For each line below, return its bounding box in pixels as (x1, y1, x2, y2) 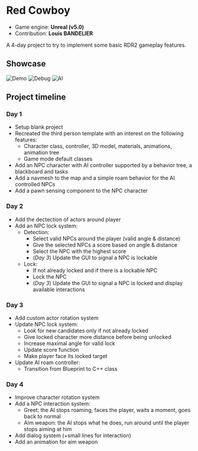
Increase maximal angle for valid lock (23, 340, 115, 347)
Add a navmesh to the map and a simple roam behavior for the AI (14, 174, 175, 181)
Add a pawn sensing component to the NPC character (14, 187, 148, 195)
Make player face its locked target (23, 353, 107, 360)
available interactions (32, 286, 85, 293)
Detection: (23, 228, 49, 235)
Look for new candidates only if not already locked (23, 327, 148, 334)
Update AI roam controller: (14, 359, 81, 366)
